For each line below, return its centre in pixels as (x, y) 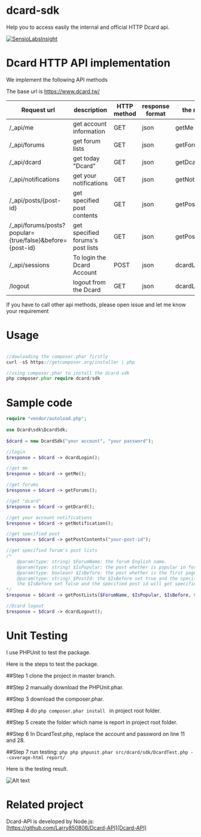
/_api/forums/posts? (37, 225)
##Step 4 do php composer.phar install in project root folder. (84, 710)
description (91, 110)
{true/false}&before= (38, 240)
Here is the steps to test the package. (52, 664)
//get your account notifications (49, 517)
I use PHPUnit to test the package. (48, 652)
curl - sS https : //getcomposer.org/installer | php (71, 362)
